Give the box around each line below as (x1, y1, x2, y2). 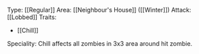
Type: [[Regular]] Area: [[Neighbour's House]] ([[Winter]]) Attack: (7, 6, 191, 14)
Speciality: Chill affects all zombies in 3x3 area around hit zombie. (7, 40, 193, 47)
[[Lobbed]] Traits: (7, 13, 57, 21)
